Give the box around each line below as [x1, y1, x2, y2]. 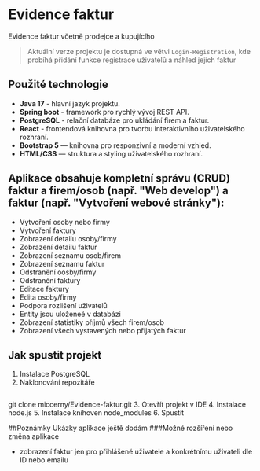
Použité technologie [8, 78, 108, 91]
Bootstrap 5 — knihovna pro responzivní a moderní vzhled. [19, 140, 211, 150]
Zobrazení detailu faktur [19, 242, 97, 252]
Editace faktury [19, 284, 69, 293]
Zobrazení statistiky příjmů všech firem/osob [19, 317, 165, 327]
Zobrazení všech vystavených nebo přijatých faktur [19, 326, 186, 335]
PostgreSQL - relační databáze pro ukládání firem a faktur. [19, 116, 210, 125]
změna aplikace [8, 432, 60, 441]
